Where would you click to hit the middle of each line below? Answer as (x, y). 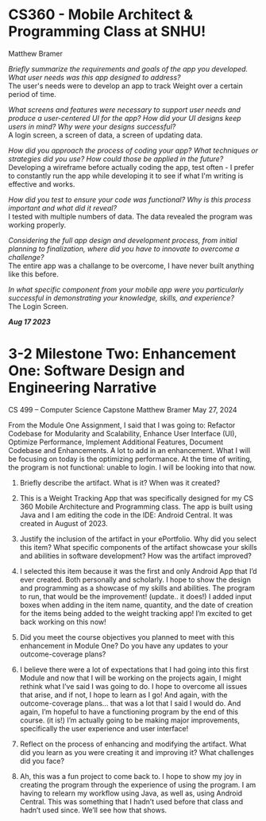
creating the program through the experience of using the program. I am (138, 784)
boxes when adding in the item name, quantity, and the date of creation (136, 605)
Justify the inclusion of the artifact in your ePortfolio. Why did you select (138, 539)
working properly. (37, 225)
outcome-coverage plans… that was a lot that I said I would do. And (130, 703)
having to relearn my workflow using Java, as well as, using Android (131, 793)
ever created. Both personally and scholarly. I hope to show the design (135, 579)
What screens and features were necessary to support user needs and (124, 110)
